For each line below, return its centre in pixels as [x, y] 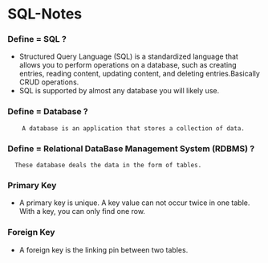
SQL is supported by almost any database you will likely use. [119, 91]
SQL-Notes [45, 14]
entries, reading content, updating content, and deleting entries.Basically [139, 74]
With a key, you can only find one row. [82, 212]
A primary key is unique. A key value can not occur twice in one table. [134, 203]
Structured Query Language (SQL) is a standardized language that [128, 56]
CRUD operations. [49, 82]
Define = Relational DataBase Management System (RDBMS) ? [131, 148]
